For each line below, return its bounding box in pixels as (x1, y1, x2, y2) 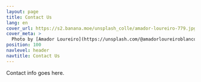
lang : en (6, 20, 28, 26)
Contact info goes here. (6, 69, 65, 76)
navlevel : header (6, 48, 50, 53)
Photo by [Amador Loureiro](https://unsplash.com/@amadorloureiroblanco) (11, 36, 199, 42)
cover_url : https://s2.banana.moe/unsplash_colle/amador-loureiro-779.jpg (6, 25, 197, 31)
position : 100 (6, 42, 42, 48)
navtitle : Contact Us (6, 53, 60, 59)
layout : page (6, 8, 39, 15)
